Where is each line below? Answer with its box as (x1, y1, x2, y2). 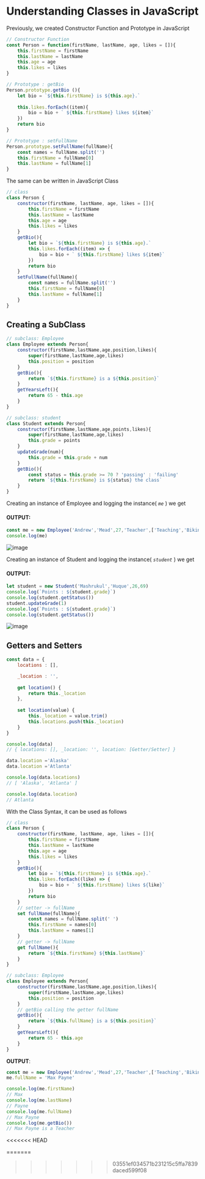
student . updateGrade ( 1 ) (6, 600, 67, 606)
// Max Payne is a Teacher (6, 1125, 75, 1132)
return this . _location (28, 690, 86, 697)
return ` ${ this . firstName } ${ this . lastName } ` (28, 950, 146, 956)
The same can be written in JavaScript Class (6, 177, 119, 184)
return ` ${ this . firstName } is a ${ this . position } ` (28, 375, 160, 382)
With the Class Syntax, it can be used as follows (6, 808, 127, 815)
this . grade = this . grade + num (28, 454, 108, 460)
